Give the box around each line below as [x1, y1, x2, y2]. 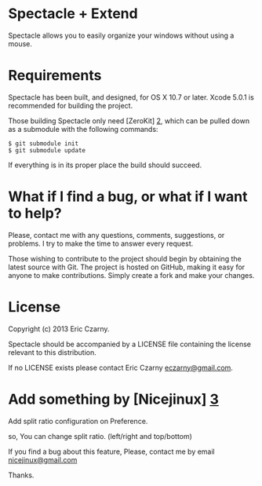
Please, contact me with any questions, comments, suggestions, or [8, 230, 225, 239]
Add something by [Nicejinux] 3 [8, 390, 220, 408]
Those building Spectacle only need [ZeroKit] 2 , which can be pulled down [8, 115, 249, 126]
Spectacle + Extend [8, 5, 139, 23]
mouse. [8, 38, 33, 48]
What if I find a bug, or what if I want [8, 188, 249, 206]
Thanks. [8, 470, 35, 480]
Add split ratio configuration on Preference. [8, 416, 148, 426]
